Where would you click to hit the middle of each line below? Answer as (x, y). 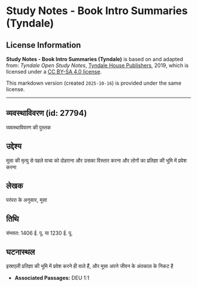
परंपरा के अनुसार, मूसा (27, 200)
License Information (43, 45)
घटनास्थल (21, 252)
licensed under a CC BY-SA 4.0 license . (54, 71)
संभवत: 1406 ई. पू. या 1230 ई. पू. (40, 233)
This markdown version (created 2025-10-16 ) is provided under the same (94, 83)
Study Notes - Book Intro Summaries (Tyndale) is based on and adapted (95, 59)
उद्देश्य (14, 146)
